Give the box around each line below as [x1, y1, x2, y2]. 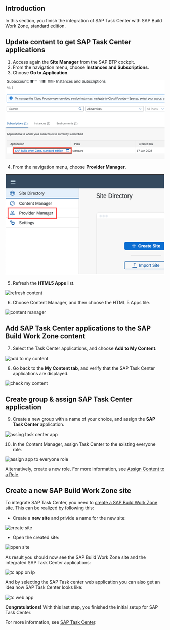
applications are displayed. [12, 370, 69, 376]
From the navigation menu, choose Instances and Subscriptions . [12, 64, 149, 70]
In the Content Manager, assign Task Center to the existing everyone [12, 441, 156, 447]
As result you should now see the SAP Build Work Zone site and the [5, 554, 146, 560]
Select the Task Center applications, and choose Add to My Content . [12, 345, 157, 351]
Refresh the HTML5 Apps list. [12, 280, 75, 286]
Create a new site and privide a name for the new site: [12, 515, 126, 521]
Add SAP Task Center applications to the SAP [5, 324, 151, 333]
